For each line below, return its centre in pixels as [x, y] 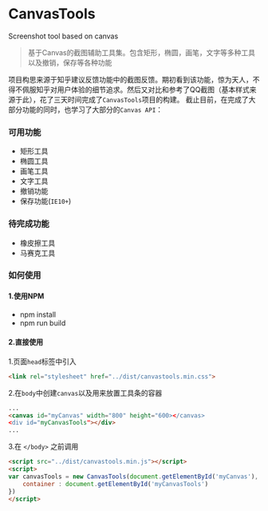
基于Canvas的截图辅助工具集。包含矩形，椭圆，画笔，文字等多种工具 [142, 52]
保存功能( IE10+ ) [45, 202]
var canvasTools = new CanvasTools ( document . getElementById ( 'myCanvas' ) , [134, 477]
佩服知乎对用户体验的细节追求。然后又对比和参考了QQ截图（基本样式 [136, 90]
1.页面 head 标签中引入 [43, 361]
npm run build [43, 323]
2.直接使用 [26, 342]
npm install [38, 314]
